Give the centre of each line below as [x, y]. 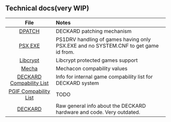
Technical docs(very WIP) [47, 8]
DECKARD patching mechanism [94, 31]
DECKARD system [77, 83]
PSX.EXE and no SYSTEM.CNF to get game [107, 46]
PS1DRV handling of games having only [103, 39]
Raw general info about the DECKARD [101, 106]
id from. [65, 52]
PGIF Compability [29, 91]
